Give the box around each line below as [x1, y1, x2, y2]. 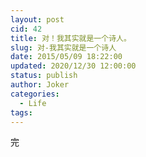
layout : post [10, 14, 65, 25]
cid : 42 [10, 24, 43, 34]
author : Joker [10, 80, 70, 90]
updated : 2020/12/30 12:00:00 [10, 61, 137, 71]
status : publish [10, 71, 78, 81]
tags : [10, 107, 33, 118]
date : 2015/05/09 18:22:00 [10, 52, 123, 62]
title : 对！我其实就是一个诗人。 [10, 33, 132, 43]
